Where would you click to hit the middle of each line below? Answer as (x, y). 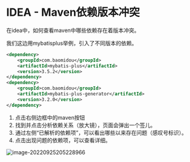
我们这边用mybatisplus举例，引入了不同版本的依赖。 (72, 43)
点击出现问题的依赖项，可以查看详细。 (63, 140)
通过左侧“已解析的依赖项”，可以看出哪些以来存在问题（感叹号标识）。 (101, 132)
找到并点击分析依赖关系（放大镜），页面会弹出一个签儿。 (85, 125)
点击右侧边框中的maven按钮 (50, 117)
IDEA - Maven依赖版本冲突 (73, 12)
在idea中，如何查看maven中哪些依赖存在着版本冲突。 (73, 30)
